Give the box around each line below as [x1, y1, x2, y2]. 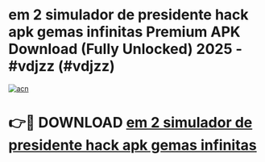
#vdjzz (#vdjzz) [8, 57, 115, 76]
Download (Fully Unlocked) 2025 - [8, 40, 243, 58]
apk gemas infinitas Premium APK [8, 23, 241, 41]
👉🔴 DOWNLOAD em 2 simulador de [8, 114, 253, 132]
